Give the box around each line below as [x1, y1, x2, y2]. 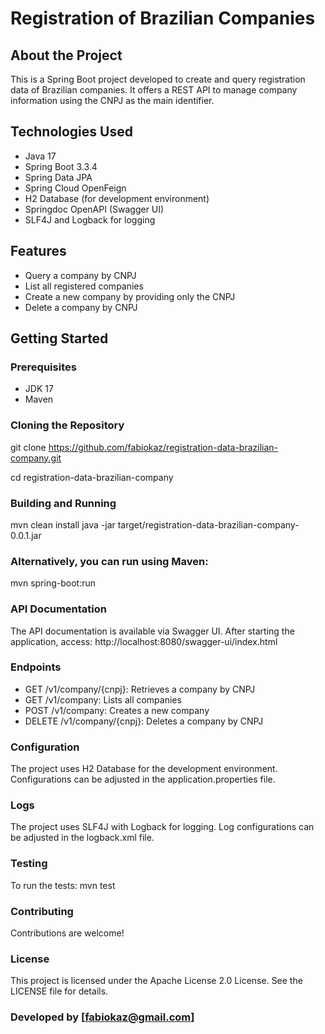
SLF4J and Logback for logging [24, 213, 156, 226]
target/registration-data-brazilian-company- [117, 518, 300, 531]
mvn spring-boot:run [10, 577, 96, 589]
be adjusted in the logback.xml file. [10, 832, 155, 844]
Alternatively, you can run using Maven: [10, 554, 209, 568]
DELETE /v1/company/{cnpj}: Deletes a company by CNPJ [24, 715, 264, 727]
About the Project [10, 47, 123, 64]
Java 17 [24, 150, 57, 162]
